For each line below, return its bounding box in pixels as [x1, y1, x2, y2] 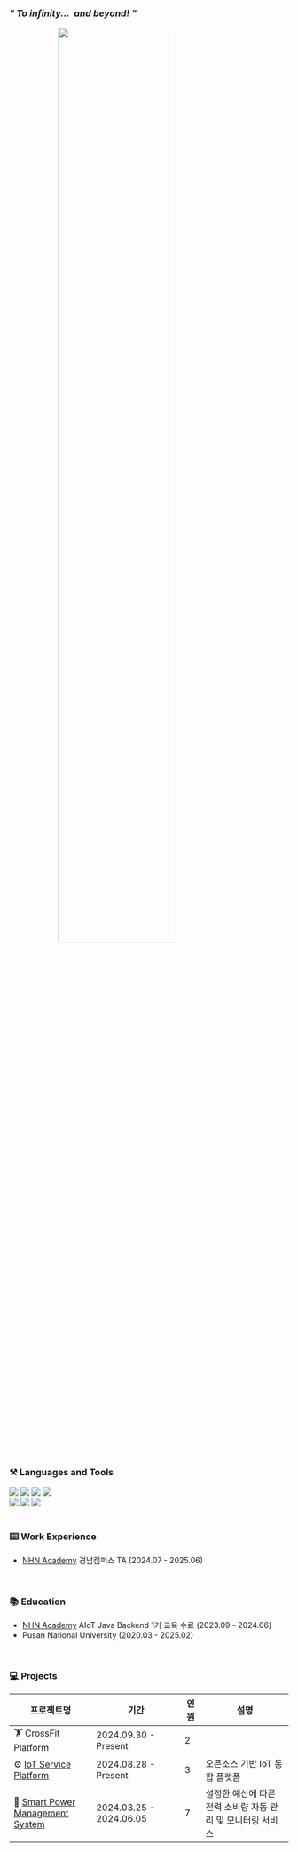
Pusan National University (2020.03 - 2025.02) [21, 1630, 194, 1641]
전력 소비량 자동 [205, 1801, 268, 1814]
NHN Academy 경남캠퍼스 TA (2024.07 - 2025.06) [21, 1554, 204, 1565]
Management [13, 1807, 69, 1819]
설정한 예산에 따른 [205, 1788, 277, 1800]
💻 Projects [9, 1670, 58, 1682]
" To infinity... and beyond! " [9, 7, 137, 20]
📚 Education [9, 1595, 67, 1608]
